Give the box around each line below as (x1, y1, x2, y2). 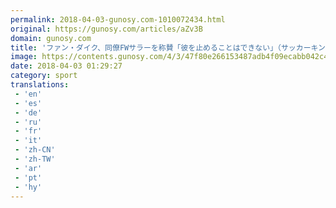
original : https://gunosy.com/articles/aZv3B (10, 24, 203, 34)
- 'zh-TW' (14, 154, 56, 164)
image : (10, 52, 38, 62)
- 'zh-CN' (14, 145, 56, 155)
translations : (10, 80, 70, 90)
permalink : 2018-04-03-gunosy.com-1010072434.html (10, 14, 226, 25)
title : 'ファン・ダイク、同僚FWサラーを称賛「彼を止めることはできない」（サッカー (10, 42, 312, 53)
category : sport (10, 71, 78, 81)
